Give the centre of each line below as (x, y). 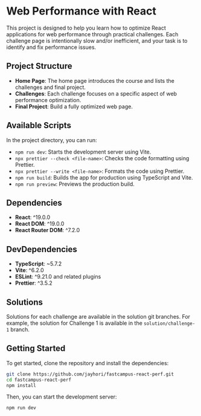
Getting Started (36, 349)
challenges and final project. (50, 87)
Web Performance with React (81, 11)
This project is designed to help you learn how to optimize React (86, 28)
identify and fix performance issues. (51, 47)
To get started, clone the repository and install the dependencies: (88, 363)
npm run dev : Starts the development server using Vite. (83, 152)
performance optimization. (48, 100)
